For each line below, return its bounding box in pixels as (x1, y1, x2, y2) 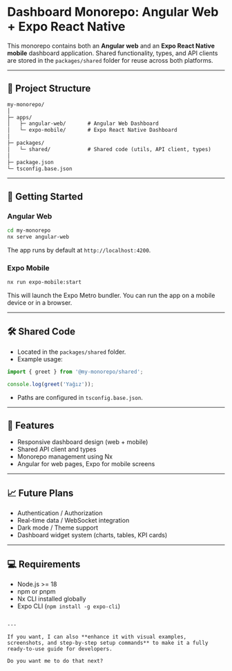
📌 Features (7, 419, 55, 431)
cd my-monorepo (7, 227, 51, 234)
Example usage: (17, 354, 64, 363)
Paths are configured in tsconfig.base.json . (17, 393, 144, 401)
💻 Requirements (7, 558, 81, 570)
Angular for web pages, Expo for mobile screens (17, 460, 155, 468)
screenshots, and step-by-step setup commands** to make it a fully (7, 639, 209, 646)
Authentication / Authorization (17, 509, 103, 517)
